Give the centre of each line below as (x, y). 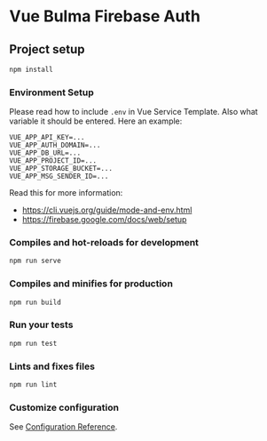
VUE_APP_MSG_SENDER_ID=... (59, 176)
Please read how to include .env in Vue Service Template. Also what (134, 112)
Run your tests (41, 325)
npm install (31, 69)
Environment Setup (52, 92)
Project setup (47, 49)
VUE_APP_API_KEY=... (47, 138)
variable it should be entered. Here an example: (96, 121)
